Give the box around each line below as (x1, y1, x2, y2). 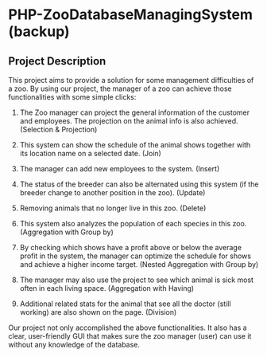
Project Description (8, 54, 106, 68)
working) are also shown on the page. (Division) (19, 308, 177, 316)
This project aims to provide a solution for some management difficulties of (8, 76, 254, 84)
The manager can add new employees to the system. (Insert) (19, 164, 220, 173)
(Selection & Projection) (19, 125, 98, 134)
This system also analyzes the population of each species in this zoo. (19, 219, 247, 228)
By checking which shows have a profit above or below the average (19, 243, 242, 252)
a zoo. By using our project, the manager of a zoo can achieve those (8, 84, 232, 93)
